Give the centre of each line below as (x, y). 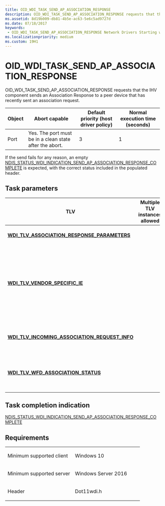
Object (15, 118)
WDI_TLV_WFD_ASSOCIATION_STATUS (54, 373)
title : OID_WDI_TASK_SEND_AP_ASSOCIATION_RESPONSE (58, 10)
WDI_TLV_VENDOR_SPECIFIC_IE (45, 283)
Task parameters (31, 189)
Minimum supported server (39, 474)
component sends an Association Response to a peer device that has (75, 95)
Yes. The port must (50, 133)
